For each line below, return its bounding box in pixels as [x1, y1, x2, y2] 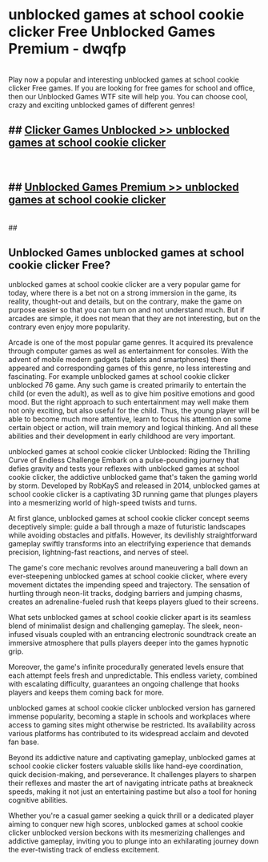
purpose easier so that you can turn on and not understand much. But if [8, 305, 246, 315]
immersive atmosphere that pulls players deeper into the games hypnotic [8, 638, 250, 648]
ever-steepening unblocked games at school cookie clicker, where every [8, 571, 248, 582]
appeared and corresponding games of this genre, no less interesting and [8, 363, 251, 373]
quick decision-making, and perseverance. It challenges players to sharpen [8, 770, 257, 779]
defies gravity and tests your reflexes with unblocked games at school [8, 464, 240, 473]
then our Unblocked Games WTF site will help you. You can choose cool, [8, 91, 248, 101]
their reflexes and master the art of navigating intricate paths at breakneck [8, 779, 254, 788]
